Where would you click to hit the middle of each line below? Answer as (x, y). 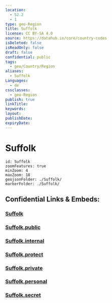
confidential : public (28, 57)
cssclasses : (18, 90)
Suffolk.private (24, 268)
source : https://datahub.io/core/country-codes (56, 39)
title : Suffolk (21, 29)
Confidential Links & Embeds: (52, 199)
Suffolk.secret (23, 295)
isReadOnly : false (24, 48)
